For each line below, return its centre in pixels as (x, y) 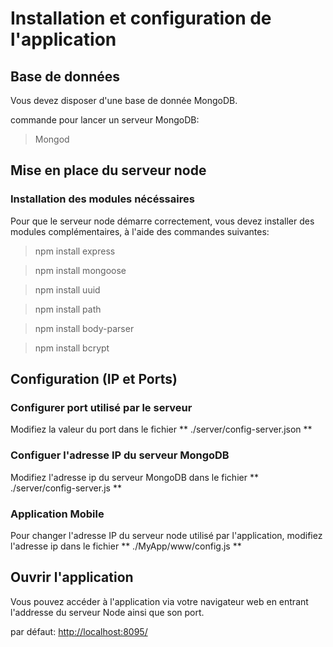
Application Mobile (57, 514)
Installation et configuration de (141, 18)
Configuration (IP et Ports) (94, 379)
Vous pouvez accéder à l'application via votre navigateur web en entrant (159, 601)
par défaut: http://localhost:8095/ (79, 631)
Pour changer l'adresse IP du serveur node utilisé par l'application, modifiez (166, 535)
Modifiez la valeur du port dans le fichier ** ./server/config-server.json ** (161, 429)
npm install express (75, 251)
